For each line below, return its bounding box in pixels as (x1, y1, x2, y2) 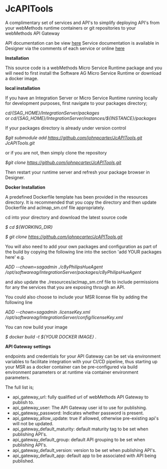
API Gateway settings (5, 343, 51, 349)
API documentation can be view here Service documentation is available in (5, 40, 159, 46)
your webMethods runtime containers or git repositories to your (5, 25, 136, 31)
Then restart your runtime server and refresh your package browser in (5, 169, 150, 175)
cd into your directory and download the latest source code (5, 214, 127, 220)
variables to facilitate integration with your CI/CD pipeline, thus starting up (5, 358, 157, 364)
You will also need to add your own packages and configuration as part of (5, 243, 157, 249)
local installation (5, 85, 40, 91)
